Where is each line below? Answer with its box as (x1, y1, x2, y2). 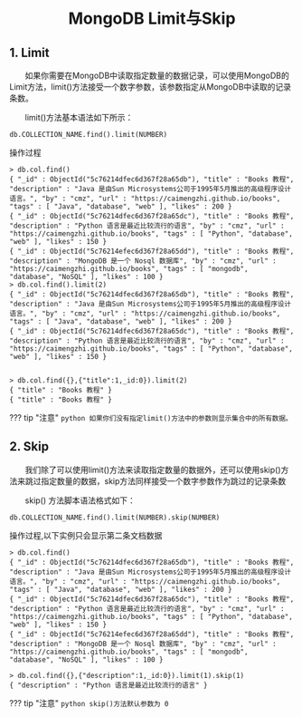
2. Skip (9, 439, 50, 454)
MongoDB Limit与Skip (68, 8, 236, 29)
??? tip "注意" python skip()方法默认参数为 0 (9, 697, 169, 708)
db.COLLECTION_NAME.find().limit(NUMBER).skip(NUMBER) (9, 513, 221, 522)
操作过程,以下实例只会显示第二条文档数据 (9, 529, 163, 540)
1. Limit (9, 44, 50, 60)
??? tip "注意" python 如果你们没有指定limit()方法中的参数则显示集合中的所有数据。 (9, 412, 293, 422)
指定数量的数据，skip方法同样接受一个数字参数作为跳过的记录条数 (40, 475, 287, 486)
